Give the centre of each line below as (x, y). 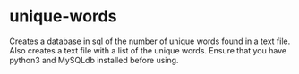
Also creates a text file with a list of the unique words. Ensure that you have (148, 50)
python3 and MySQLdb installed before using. (94, 60)
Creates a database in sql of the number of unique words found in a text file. (150, 41)
